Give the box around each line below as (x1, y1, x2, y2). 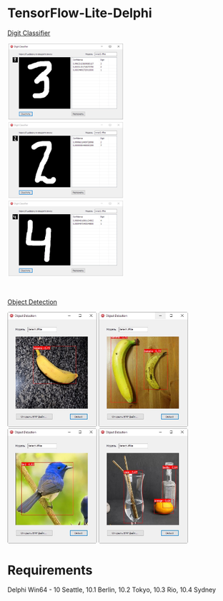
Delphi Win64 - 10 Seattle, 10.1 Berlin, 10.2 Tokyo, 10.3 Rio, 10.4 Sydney (7, 585, 217, 594)
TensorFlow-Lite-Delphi (7, 5, 152, 21)
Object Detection (7, 298, 57, 306)
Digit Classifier (7, 29, 51, 37)
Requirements (7, 562, 93, 578)
